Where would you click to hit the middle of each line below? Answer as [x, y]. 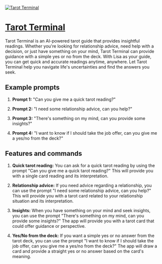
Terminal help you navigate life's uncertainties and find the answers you [77, 67]
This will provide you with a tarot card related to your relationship [77, 195]
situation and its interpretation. [43, 201]
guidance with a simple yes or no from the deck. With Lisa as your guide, [78, 56]
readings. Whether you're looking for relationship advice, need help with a [80, 46]
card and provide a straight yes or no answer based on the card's [78, 251]
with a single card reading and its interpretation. [60, 176]
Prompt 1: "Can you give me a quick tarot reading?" [64, 99]
